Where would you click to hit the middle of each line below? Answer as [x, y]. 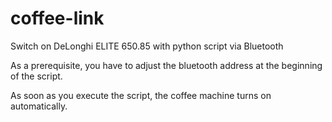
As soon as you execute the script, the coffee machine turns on [141, 95]
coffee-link [57, 18]
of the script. [36, 76]
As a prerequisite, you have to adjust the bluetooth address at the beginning [166, 65]
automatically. [39, 106]
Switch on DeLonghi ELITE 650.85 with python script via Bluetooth [147, 46]
